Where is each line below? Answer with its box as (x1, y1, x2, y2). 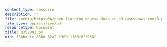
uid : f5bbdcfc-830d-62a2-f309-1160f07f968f (5, 35, 97, 40)
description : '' (5, 12, 39, 17)
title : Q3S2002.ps (5, 30, 43, 35)
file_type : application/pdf (5, 21, 64, 26)
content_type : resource (5, 7, 55, 12)
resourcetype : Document (5, 25, 55, 30)
